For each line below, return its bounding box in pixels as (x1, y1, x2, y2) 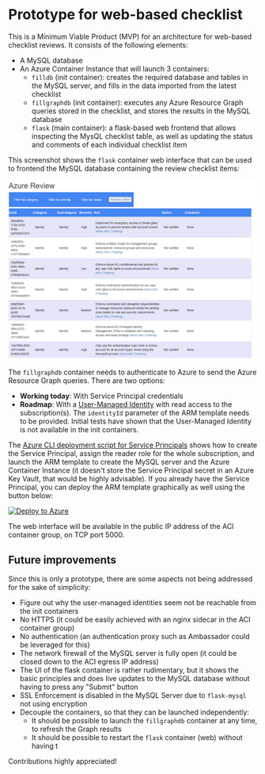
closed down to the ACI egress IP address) (19, 657, 160, 666)
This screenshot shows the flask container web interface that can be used (8, 155, 252, 164)
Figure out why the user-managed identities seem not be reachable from (19, 597, 257, 607)
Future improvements (8, 553, 117, 566)
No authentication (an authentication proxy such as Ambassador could (19, 631, 250, 641)
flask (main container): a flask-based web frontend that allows (31, 123, 237, 132)
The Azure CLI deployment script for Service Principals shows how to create (8, 440, 258, 450)
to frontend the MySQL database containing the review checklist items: (8, 163, 240, 173)
